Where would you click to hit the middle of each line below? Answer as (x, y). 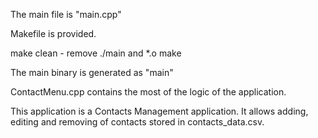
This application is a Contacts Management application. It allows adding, (159, 111)
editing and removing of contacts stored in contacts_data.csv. (137, 122)
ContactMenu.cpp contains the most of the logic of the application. (148, 92)
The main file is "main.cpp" (66, 14)
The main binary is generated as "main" (92, 72)
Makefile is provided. (53, 33)
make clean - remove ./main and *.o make (96, 53)
